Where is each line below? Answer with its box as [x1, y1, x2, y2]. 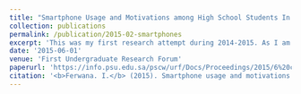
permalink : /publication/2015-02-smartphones [9, 30, 182, 38]
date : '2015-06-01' [9, 47, 82, 56]
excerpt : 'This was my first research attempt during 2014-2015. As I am [9, 38, 291, 47]
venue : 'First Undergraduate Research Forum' [9, 55, 182, 64]
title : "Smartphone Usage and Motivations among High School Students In [9, 13, 291, 22]
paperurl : [9, 64, 47, 73]
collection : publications [9, 21, 106, 30]
